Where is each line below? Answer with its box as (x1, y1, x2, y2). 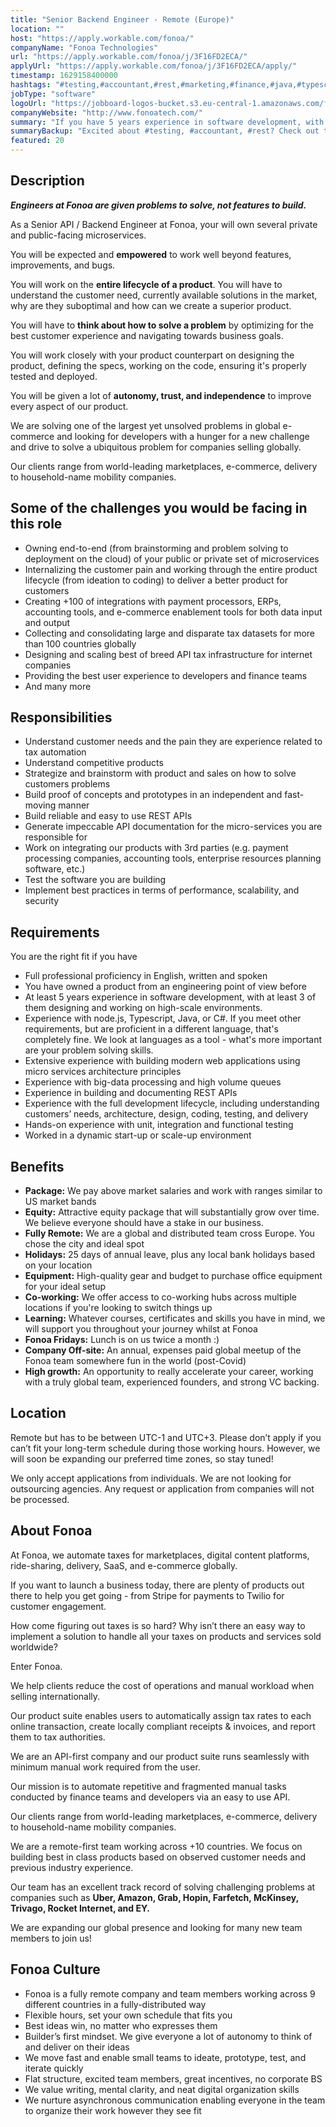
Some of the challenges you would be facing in (10, 500, 308, 517)
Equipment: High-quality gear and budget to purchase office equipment (24, 1270, 323, 1282)
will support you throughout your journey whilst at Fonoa (24, 1323, 258, 1335)
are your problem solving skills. (24, 1044, 154, 1056)
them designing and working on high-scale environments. (24, 1002, 263, 1014)
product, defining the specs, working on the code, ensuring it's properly (10, 359, 307, 371)
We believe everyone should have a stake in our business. (24, 1217, 264, 1229)
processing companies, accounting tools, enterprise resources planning (24, 852, 322, 865)
